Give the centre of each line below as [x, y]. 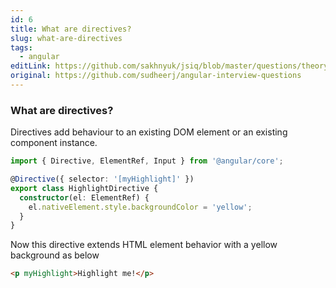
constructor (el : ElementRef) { [84, 197]
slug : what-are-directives [66, 38]
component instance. [54, 143]
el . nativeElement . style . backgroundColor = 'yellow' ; [140, 207]
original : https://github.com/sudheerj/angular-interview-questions [156, 76]
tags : [21, 47]
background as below [55, 255]
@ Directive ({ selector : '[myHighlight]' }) [102, 179]
